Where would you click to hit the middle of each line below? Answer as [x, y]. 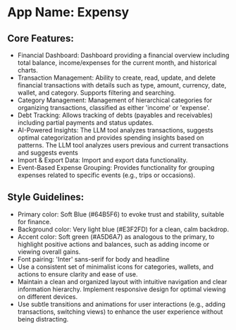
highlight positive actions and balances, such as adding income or [113, 244]
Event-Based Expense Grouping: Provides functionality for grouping [116, 167]
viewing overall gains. [49, 252]
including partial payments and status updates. [85, 123]
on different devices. [48, 296]
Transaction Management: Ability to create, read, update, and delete [117, 78]
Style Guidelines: [46, 197]
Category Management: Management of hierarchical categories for [115, 100]
